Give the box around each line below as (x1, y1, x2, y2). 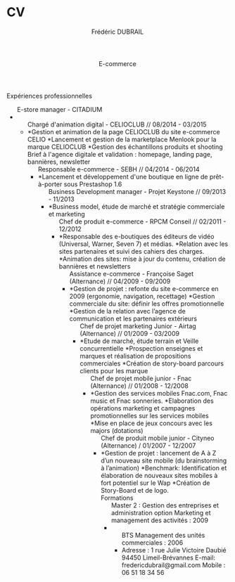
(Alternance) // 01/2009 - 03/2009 (80, 329, 180, 337)
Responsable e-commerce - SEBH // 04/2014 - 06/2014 (37, 164, 200, 173)
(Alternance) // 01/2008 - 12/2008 (90, 381, 189, 390)
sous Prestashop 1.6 (63, 180, 122, 188)
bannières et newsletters (58, 261, 131, 271)
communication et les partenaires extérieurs (69, 314, 198, 323)
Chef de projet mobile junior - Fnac (90, 374, 192, 382)
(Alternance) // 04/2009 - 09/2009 (69, 277, 171, 285)
